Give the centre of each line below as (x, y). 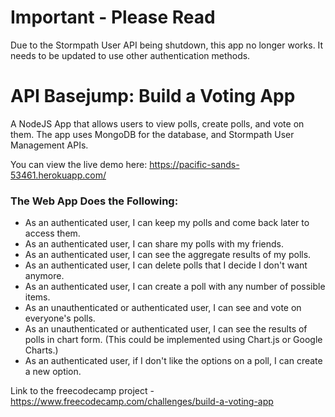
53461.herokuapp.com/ (58, 175)
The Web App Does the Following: (94, 201)
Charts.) (41, 350)
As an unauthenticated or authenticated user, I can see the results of (166, 329)
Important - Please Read (113, 17)
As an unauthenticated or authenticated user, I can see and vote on (163, 308)
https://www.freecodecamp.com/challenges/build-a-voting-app (142, 402)
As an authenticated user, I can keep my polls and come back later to (167, 223)
